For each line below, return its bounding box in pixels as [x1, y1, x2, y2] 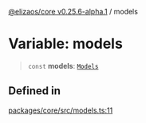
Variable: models [8, 35, 124, 53]
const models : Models [27, 61, 99, 70]
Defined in [8, 84, 61, 98]
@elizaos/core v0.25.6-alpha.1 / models [8, 7, 138, 16]
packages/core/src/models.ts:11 [8, 105, 113, 115]
